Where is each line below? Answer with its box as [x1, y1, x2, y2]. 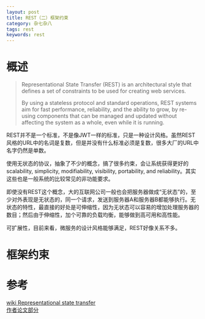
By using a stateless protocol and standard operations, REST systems [21, 99, 197, 107]
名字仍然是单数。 [6, 147, 50, 154]
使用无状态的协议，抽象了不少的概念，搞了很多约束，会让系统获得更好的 [6, 160, 188, 167]
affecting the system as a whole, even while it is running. [21, 119, 165, 126]
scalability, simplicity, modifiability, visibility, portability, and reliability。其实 [6, 167, 196, 175]
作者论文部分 [6, 306, 39, 313]
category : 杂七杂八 [6, 20, 53, 26]
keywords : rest [6, 32, 45, 38]
